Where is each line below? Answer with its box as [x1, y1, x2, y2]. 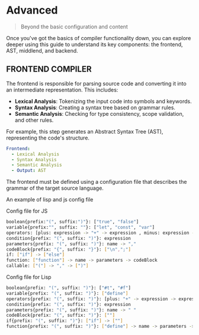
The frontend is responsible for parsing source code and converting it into [6, 80, 187, 87]
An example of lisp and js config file [6, 196, 94, 203]
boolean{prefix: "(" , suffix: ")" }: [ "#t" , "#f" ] [6, 285, 131, 291]
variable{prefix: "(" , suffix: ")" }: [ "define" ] [6, 290, 129, 296]
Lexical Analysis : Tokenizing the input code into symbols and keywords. [14, 97, 192, 105]
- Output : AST [11, 168, 46, 174]
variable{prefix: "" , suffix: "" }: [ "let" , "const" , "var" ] [6, 225, 155, 230]
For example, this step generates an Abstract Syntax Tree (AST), [6, 128, 163, 135]
